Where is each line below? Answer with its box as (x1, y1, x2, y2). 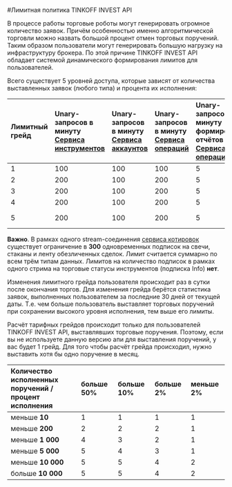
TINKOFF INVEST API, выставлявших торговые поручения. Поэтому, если (7, 328, 224, 336)
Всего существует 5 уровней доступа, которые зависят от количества (7, 77, 215, 85)
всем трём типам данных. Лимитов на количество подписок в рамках (7, 257, 215, 265)
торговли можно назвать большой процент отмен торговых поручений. (7, 34, 220, 42)
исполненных (10, 375, 59, 384)
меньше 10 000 (10, 457, 64, 467)
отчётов (195, 135, 224, 144)
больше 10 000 (10, 469, 64, 478)
